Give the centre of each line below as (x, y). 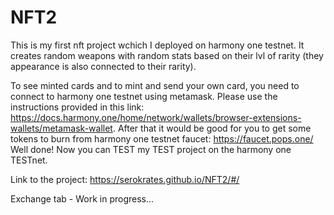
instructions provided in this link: (77, 107)
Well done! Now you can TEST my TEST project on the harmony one (151, 149)
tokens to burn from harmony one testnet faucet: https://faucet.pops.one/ (162, 138)
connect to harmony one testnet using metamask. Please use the (144, 96)
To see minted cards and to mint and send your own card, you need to (155, 85)
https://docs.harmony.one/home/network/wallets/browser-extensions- (156, 117)
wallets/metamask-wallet (61, 128)
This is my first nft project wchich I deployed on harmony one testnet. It (157, 45)
